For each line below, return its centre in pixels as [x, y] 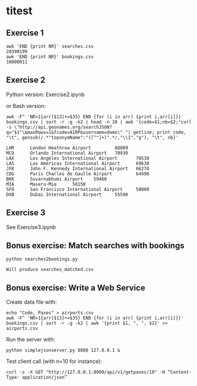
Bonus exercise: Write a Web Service [76, 288]
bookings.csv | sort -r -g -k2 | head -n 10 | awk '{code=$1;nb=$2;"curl [99, 122]
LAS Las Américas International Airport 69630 [78, 163]
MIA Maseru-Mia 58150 [46, 184]
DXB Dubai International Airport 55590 [67, 194]
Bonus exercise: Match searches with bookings [95, 246]
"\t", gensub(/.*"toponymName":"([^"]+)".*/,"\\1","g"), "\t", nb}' [92, 138]
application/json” [44, 378]
